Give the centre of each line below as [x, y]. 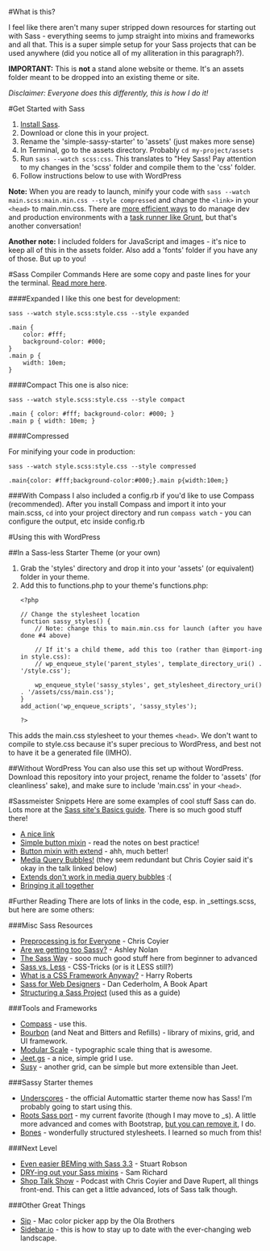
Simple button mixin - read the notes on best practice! [110, 842]
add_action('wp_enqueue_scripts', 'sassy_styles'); [108, 706]
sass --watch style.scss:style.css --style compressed [102, 466]
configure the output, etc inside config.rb [77, 521]
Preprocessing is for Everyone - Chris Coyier [94, 941]
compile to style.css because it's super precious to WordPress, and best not [135, 744]
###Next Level [33, 1148]
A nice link [37, 834]
